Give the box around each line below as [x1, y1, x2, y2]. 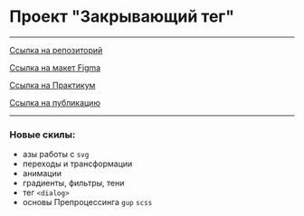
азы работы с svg [22, 149, 90, 160]
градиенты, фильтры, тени [22, 178, 125, 189]
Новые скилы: [9, 128, 76, 141]
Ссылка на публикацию [9, 97, 101, 108]
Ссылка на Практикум [9, 80, 96, 90]
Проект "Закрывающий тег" [9, 6, 235, 27]
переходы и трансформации [22, 158, 133, 169]
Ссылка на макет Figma [9, 61, 101, 73]
